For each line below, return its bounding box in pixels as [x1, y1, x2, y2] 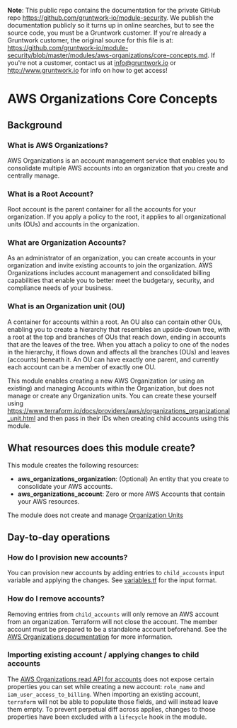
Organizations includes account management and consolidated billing [7, 269, 211, 277]
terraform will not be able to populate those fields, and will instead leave [7, 697, 219, 706]
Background [7, 119, 62, 131]
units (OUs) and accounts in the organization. [7, 220, 139, 229]
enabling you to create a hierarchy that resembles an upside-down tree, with [7, 325, 231, 333]
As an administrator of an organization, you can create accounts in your [7, 254, 216, 262]
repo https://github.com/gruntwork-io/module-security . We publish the [7, 13, 214, 22]
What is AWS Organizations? [7, 140, 108, 150]
